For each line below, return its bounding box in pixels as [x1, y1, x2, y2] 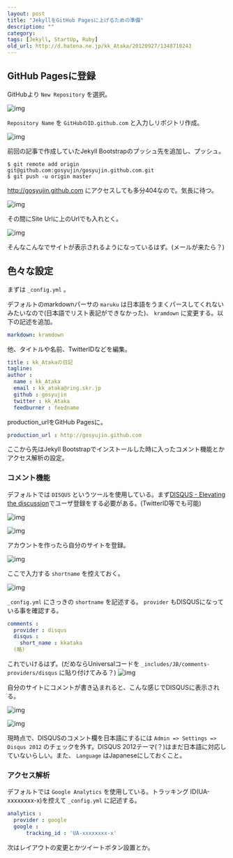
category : [7, 29, 36, 37]
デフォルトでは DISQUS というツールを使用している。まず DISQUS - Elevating [7, 490, 225, 498]
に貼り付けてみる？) [59, 668, 116, 677]
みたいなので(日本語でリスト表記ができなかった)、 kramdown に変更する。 [7, 309, 218, 317]
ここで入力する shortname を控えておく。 [7, 569, 124, 577]
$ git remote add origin [7, 161, 80, 168]
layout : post [7, 10, 45, 17]
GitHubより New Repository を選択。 [7, 90, 112, 98]
